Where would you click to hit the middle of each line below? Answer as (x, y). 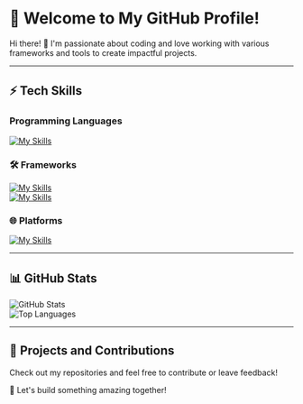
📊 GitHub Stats (53, 278)
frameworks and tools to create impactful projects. (103, 52)
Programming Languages (66, 121)
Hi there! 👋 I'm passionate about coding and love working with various (139, 43)
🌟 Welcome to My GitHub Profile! (134, 18)
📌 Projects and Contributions (92, 351)
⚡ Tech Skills (46, 91)
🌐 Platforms (36, 220)
